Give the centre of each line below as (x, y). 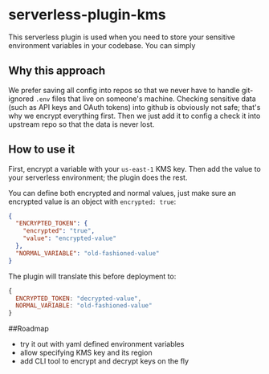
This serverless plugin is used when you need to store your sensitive (122, 37)
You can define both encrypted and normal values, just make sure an (122, 193)
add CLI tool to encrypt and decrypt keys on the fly (104, 361)
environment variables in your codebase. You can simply (102, 45)
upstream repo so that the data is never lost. (82, 124)
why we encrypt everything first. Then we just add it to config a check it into (134, 116)
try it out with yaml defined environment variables (102, 344)
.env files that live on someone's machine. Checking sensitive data (146, 99)
